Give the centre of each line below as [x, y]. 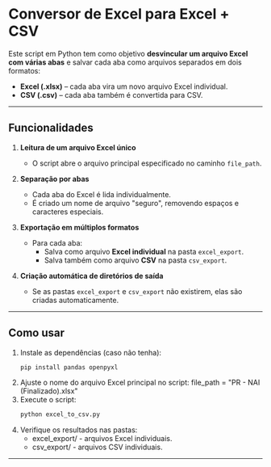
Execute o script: [48, 400]
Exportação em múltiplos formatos [79, 227]
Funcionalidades [51, 128]
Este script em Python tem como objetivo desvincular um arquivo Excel [128, 53]
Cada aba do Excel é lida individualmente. [102, 194]
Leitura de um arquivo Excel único [78, 147]
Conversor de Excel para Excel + [119, 14]
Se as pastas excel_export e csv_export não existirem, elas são [137, 291]
